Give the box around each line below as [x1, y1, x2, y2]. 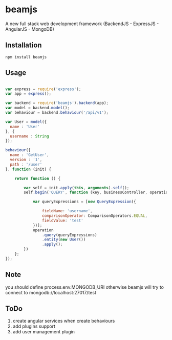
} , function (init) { [5, 167, 52, 172]
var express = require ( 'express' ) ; [5, 86, 81, 92]
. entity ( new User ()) [41, 237, 86, 242]
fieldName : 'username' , [41, 209, 93, 214]
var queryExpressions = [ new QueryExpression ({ [32, 199, 137, 205]
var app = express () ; [5, 91, 52, 96]
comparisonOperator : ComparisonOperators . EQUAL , [41, 213, 147, 218]
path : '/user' [10, 162, 42, 167]
